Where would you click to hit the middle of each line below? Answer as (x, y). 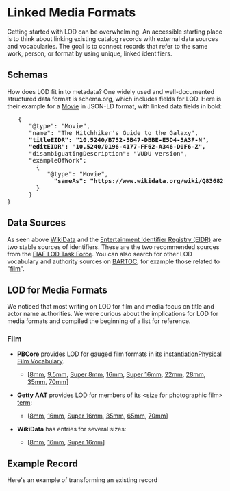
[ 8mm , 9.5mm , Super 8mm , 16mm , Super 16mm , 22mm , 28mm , (116, 374)
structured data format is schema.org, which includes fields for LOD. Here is (114, 99)
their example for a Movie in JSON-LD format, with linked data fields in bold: (115, 106)
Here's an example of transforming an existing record (82, 480)
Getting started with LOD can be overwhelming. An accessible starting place (115, 32)
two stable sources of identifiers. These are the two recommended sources (113, 247)
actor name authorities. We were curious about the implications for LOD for (113, 314)
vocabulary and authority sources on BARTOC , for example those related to (114, 261)
